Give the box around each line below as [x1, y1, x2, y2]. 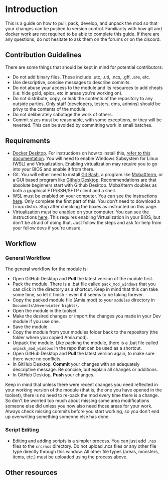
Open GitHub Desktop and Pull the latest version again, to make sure [12, 351, 155, 357]
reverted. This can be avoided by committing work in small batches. [12, 122, 153, 128]
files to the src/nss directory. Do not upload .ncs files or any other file [12, 443, 156, 449]
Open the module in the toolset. [12, 308, 78, 314]
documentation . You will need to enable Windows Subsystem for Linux [12, 155, 158, 162]
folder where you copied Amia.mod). [12, 335, 89, 341]
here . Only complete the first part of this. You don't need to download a [12, 198, 160, 204]
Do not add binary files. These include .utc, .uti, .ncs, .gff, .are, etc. [12, 74, 150, 80]
